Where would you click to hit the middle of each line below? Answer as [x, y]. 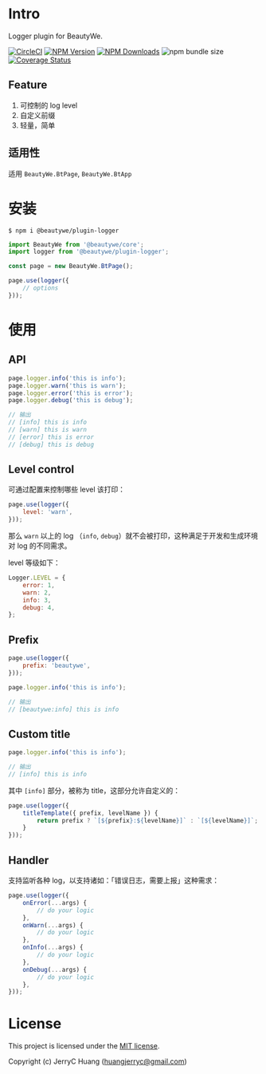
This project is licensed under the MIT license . [84, 1046]
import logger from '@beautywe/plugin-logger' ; [89, 252]
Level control [41, 470]
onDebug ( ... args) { [55, 969]
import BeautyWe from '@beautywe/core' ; [76, 244]
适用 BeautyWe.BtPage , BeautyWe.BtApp [70, 173]
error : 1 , [39, 585]
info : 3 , [37, 600]
